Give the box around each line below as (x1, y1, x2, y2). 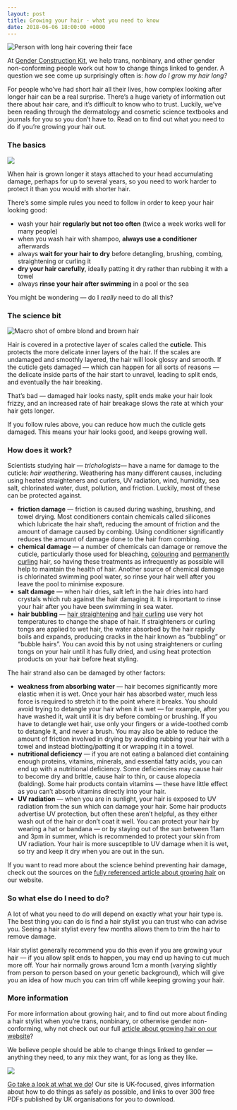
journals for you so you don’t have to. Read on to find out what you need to (7, 115, 225, 123)
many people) (17, 227, 58, 235)
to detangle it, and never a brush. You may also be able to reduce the (17, 728, 219, 736)
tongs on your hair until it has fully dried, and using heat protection (17, 647, 212, 656)
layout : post (7, 10, 46, 18)
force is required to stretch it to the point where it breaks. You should (17, 697, 218, 706)
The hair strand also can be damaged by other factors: (7, 668, 166, 677)
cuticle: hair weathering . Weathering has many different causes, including (7, 469, 222, 477)
